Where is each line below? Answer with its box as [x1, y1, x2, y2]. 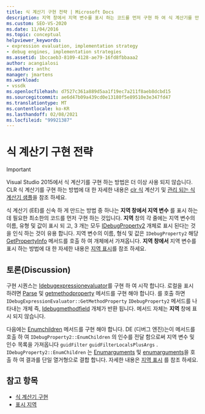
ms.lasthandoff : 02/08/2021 [6, 111, 78, 117]
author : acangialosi [6, 60, 59, 66]
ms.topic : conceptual [6, 32, 62, 38]
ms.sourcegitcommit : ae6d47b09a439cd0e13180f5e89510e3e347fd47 [6, 94, 171, 100]
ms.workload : [6, 77, 40, 83]
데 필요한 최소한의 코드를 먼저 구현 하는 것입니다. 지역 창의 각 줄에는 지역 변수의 [6, 215, 196, 222]
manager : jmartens [6, 72, 53, 78]
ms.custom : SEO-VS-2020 [6, 20, 67, 26]
